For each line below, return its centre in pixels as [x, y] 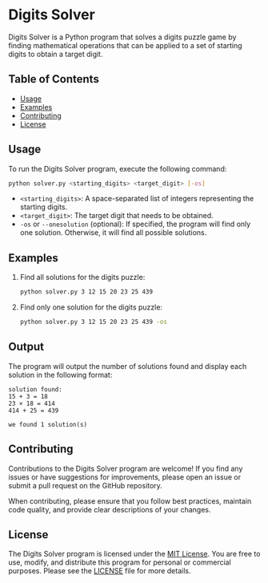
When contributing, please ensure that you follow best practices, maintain [130, 501]
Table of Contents [54, 79]
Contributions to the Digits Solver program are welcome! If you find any [126, 468]
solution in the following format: [60, 374]
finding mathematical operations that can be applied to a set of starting [125, 45]
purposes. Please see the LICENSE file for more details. [100, 571]
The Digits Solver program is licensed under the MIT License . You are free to [134, 554]
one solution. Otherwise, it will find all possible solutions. [113, 233]
